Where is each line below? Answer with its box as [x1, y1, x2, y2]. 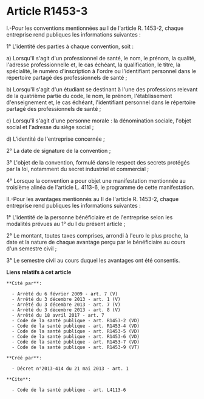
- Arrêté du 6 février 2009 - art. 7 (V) [12, 291, 118, 297]
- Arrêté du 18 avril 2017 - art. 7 [12, 312, 104, 318]
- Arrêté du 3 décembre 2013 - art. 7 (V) [12, 302, 121, 308]
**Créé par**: [6, 355, 42, 361]
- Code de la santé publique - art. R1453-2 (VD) [12, 317, 140, 323]
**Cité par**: [6, 280, 42, 286]
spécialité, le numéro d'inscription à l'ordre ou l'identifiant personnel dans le [6, 67, 196, 74]
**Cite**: [6, 376, 32, 382]
